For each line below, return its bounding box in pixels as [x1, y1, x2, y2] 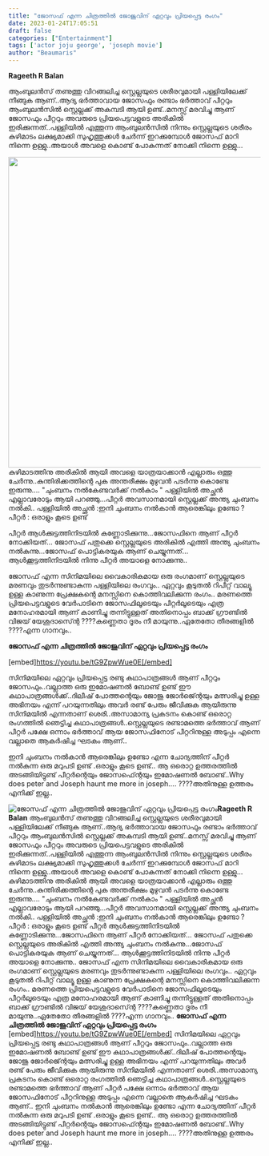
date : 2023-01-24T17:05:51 [8, 19, 98, 27]
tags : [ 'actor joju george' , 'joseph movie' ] [8, 42, 163, 50]
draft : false [8, 26, 52, 34]
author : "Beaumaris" [8, 49, 78, 57]
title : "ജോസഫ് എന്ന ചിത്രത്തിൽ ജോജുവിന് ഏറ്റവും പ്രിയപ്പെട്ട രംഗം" [8, 11, 223, 20]
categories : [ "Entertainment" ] [8, 34, 113, 42]
